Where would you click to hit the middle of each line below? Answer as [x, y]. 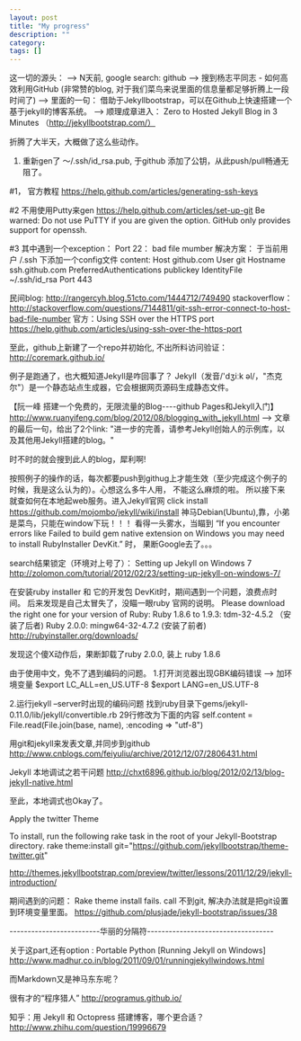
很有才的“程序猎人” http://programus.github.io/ [96, 998]
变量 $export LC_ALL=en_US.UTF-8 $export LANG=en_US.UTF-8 [137, 685]
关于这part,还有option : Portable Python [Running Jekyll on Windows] [138, 950]
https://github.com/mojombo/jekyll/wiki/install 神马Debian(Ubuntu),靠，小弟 [150, 512]
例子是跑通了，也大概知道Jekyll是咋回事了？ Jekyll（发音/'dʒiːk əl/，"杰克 [146, 376]
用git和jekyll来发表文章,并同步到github [80, 743]
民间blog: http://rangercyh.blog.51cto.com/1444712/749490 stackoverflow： [151, 298]
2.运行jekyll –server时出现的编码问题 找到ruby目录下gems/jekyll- [129, 704]
